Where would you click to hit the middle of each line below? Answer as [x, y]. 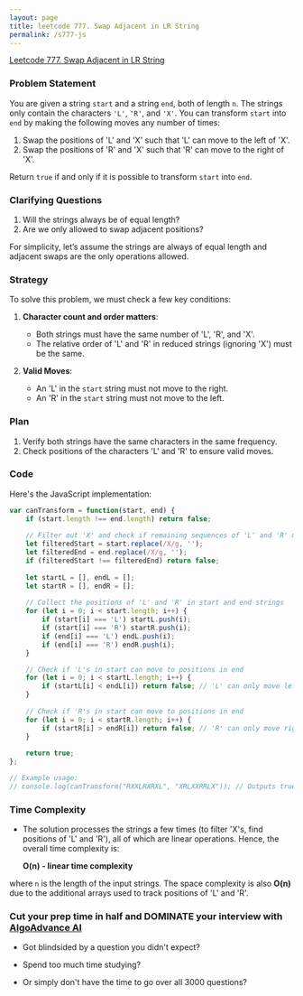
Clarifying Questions [55, 200]
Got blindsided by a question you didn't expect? [111, 947]
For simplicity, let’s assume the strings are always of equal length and [138, 247]
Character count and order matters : [90, 317]
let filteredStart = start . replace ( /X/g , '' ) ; [115, 544]
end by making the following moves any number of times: [115, 122]
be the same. [60, 354]
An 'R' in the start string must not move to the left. [130, 398]
